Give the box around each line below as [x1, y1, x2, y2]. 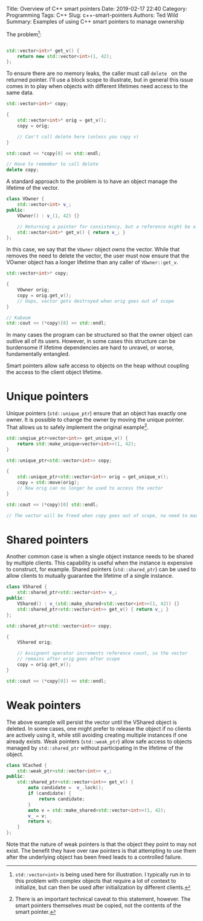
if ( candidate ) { [28, 790, 71, 797]
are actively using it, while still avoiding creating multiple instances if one [6, 731, 187, 738]
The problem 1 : [6, 30, 42, 38]
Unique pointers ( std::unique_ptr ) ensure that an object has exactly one [6, 410, 187, 417]
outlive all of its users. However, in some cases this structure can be [6, 338, 176, 345]
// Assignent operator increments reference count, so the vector [17, 650, 188, 656]
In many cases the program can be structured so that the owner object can [6, 331, 193, 338]
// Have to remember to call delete [6, 161, 98, 167]
